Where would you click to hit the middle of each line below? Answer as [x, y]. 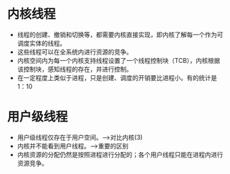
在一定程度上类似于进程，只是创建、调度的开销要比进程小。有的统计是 [117, 77]
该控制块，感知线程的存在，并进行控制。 [75, 69]
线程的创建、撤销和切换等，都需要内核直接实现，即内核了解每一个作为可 [120, 35]
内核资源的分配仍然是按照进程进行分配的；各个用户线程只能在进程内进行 [120, 154]
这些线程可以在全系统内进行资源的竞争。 [75, 52]
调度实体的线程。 [41, 43]
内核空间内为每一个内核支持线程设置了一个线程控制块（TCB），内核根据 [118, 60]
